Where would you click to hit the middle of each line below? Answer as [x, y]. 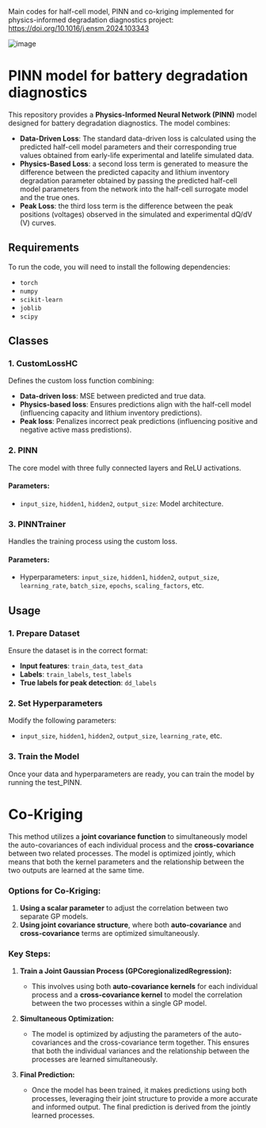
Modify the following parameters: [63, 721]
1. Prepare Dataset [44, 633]
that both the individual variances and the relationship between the [141, 1051]
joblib [30, 308]
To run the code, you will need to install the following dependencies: [120, 267]
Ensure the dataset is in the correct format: [78, 651]
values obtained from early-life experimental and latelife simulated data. [137, 155]
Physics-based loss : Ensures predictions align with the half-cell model [135, 405]
